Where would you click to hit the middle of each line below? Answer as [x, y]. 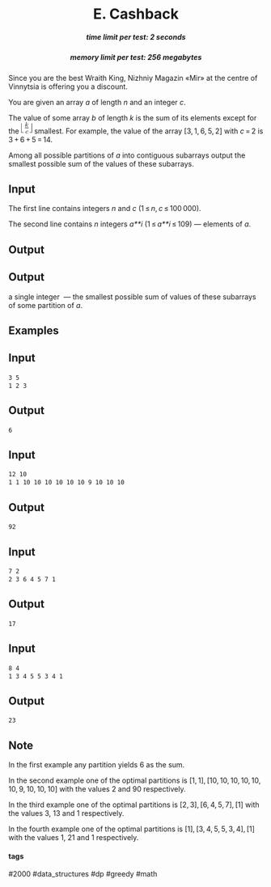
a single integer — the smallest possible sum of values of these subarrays [132, 297]
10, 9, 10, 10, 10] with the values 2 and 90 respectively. [97, 789]
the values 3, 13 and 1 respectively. [66, 813]
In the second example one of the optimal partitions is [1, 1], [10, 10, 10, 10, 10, [135, 780]
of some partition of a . [46, 305]
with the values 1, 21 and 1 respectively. [74, 838]
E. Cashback [136, 14]
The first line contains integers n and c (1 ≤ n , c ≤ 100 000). [105, 209]
